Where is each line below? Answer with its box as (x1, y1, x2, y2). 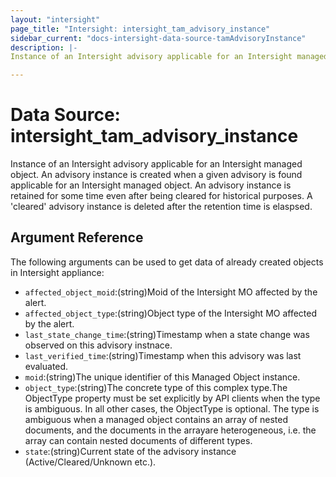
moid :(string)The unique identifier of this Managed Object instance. (24, 371, 301, 383)
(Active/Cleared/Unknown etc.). (24, 456, 157, 468)
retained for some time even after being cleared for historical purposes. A (10, 190, 313, 202)
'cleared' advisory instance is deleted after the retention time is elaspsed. (10, 201, 313, 213)
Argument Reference (10, 229, 144, 246)
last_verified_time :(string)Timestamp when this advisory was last (24, 349, 302, 361)
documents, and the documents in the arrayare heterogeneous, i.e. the (24, 424, 317, 436)
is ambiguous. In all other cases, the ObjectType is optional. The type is (24, 402, 320, 415)
